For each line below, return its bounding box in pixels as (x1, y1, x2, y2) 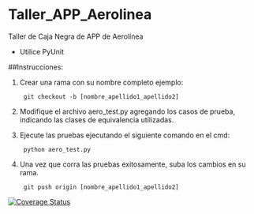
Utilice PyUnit (19, 47, 65, 56)
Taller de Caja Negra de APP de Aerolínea (8, 32, 144, 41)
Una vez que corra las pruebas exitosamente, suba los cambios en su (19, 160, 246, 169)
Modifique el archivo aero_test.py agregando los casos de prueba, (19, 107, 235, 116)
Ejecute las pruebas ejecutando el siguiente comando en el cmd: (19, 130, 230, 140)
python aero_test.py (23, 145, 91, 153)
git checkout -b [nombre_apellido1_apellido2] (23, 92, 179, 100)
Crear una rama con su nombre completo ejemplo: (19, 77, 184, 87)
